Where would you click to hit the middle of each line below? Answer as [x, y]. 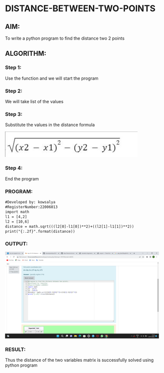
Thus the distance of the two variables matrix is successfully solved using [79, 360]
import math [17, 212]
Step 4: [14, 168]
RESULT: [15, 349]
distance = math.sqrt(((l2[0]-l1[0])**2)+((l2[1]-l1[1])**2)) [70, 226]
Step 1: [13, 67]
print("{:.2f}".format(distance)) [40, 231]
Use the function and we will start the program [52, 78]
